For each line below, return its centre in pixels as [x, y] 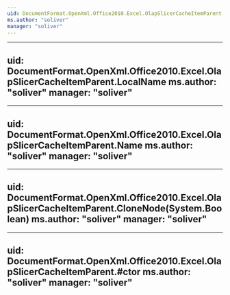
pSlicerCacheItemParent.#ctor [74, 272]
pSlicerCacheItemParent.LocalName [87, 82]
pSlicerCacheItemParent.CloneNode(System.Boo [115, 209]
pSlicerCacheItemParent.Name [75, 145]
